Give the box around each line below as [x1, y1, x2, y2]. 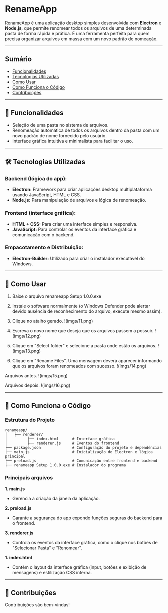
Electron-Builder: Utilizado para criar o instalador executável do [12, 255, 145, 261]
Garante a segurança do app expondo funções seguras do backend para [12, 515, 163, 521]
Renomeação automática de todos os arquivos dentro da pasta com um [12, 127, 160, 133]
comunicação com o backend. [12, 231, 75, 238]
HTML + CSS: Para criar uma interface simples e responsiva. [12, 221, 138, 227]
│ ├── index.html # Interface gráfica [5, 436, 115, 442]
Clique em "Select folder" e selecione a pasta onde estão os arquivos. [12, 342, 157, 348]
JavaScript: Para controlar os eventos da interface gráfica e [12, 226, 137, 232]
